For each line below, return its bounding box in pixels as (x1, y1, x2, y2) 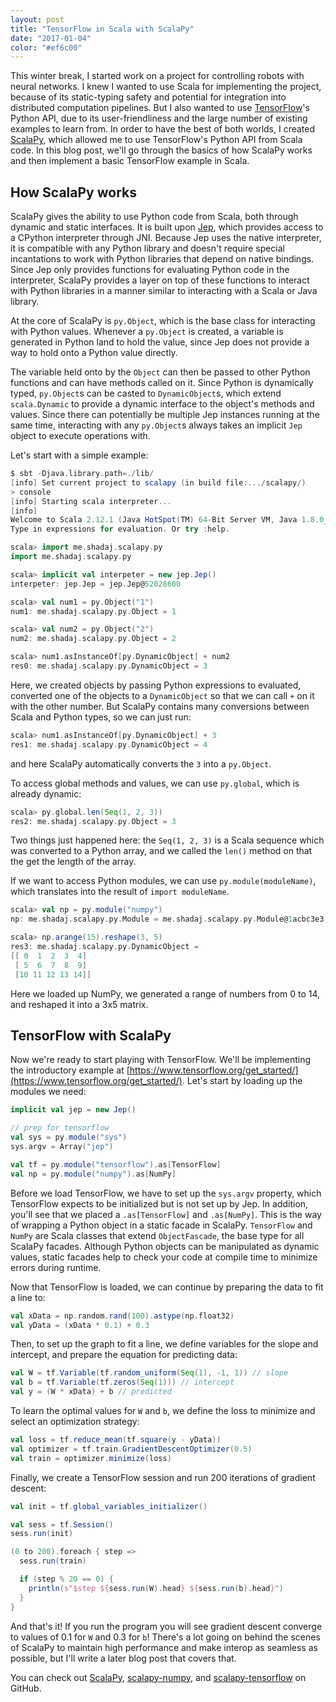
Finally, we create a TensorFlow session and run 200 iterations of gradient (10, 1471, 316, 1483)
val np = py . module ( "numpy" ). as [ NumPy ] (10, 1169, 177, 1179)
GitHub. (10, 1682, 42, 1694)
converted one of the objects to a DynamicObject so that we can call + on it (10, 689, 315, 701)
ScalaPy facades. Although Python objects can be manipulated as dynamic (10, 1240, 320, 1252)
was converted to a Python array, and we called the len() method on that (10, 845, 313, 857)
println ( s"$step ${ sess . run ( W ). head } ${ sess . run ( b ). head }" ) (28, 1583, 284, 1593)
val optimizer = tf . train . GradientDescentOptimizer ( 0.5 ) (10, 1444, 253, 1454)
